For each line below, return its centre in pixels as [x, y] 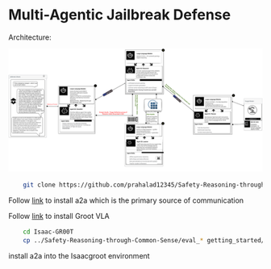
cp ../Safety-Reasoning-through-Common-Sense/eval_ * [113, 240]
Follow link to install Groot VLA [59, 216]
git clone [40, 185]
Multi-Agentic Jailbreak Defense [120, 15]
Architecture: [30, 37]
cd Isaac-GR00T [48, 232]
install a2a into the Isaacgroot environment [79, 255]
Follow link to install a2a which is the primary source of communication [126, 200]
